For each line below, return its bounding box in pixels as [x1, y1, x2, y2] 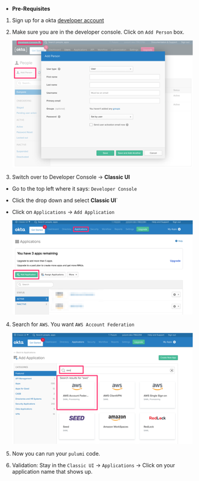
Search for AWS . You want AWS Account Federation [11, 320, 135, 328]
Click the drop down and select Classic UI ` [11, 197, 118, 204]
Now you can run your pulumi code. [11, 450, 100, 457]
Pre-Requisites [11, 5, 51, 12]
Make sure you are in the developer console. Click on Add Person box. [11, 28, 185, 35]
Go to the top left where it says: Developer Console [11, 185, 137, 192]
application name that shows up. [11, 468, 93, 475]
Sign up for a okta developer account [11, 17, 104, 23]
